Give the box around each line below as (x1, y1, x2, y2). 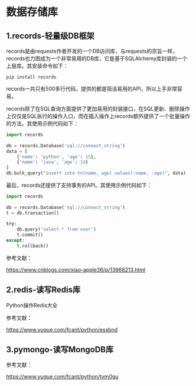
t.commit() (17, 232, 44, 238)
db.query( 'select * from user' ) (17, 226, 96, 232)
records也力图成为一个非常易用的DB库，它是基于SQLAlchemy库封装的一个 (6, 55, 188, 62)
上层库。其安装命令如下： (6, 63, 68, 69)
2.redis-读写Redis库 (6, 285, 81, 295)
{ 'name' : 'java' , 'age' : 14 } (17, 159, 89, 166)
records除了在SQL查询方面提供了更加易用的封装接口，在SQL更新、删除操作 (6, 105, 190, 112)
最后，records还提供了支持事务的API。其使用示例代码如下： (6, 181, 152, 189)
